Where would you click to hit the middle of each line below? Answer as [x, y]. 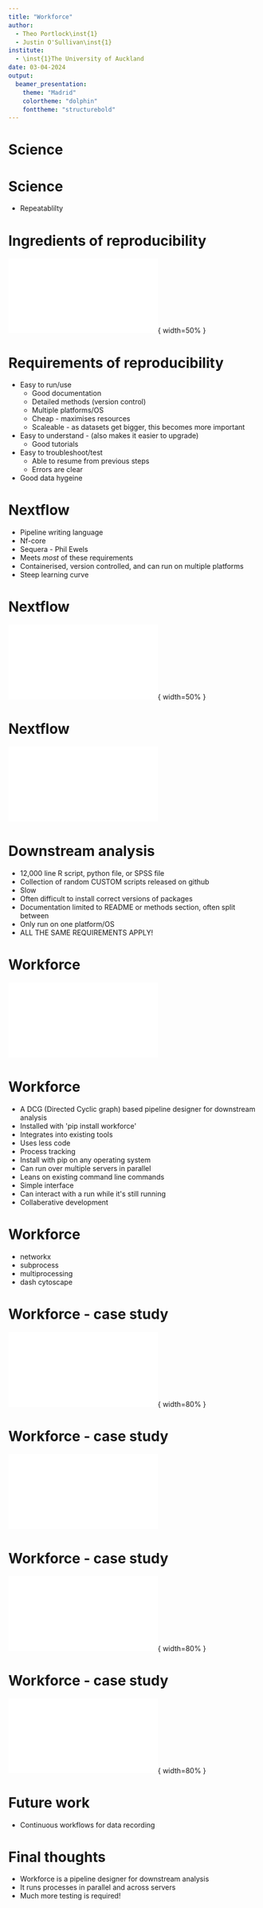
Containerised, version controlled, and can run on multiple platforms [132, 566]
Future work [49, 1802]
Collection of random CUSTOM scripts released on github [114, 882]
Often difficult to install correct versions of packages [106, 899]
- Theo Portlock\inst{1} [57, 34]
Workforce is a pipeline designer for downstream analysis [114, 1879]
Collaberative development [64, 1202]
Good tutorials [55, 444]
